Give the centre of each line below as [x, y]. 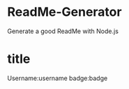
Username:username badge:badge [58, 78]
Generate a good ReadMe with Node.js [63, 31]
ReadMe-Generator [64, 12]
